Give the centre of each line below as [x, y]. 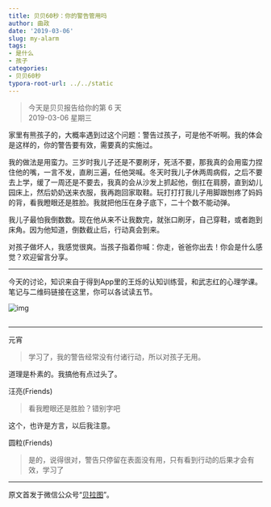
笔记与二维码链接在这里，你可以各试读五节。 [83, 291]
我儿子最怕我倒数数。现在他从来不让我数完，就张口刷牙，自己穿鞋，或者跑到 [135, 220]
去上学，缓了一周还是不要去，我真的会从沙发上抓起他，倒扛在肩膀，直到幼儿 [135, 182]
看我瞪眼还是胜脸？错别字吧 [74, 408]
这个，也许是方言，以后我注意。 [61, 425]
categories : [28, 69]
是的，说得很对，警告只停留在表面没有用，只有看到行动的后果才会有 [141, 459]
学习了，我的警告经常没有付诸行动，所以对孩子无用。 [117, 357]
